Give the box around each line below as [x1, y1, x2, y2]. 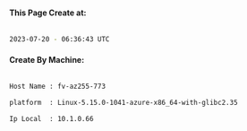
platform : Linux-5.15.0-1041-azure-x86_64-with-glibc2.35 [9, 99, 239, 108]
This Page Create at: [9, 7, 87, 18]
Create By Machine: [9, 54, 85, 65]
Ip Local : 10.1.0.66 [9, 115, 94, 124]
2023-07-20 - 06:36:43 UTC [9, 35, 110, 44]
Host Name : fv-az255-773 [9, 82, 106, 92]
